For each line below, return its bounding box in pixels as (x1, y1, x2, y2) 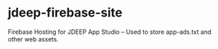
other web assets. (8, 35, 59, 43)
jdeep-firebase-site (8, 5, 123, 21)
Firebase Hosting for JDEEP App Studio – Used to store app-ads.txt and (8, 28, 212, 36)
